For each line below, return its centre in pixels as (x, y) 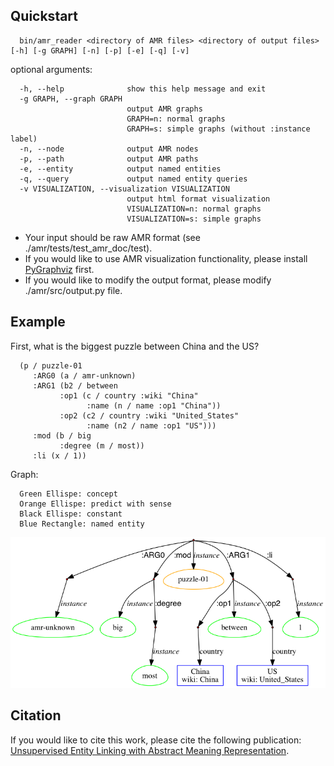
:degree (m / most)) (102, 445)
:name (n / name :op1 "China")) (154, 405)
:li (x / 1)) (59, 455)
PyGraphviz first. (59, 269)
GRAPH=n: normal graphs (176, 119)
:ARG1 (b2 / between (75, 385)
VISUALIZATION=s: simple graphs (194, 219)
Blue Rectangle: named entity (82, 524)
